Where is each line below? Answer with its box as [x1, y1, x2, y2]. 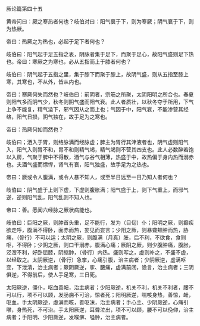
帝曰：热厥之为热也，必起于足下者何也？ [6, 38, 105, 45]
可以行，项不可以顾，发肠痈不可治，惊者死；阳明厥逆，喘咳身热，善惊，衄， [6, 291, 194, 298]
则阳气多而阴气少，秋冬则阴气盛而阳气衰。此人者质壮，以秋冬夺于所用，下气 [6, 98, 194, 105]
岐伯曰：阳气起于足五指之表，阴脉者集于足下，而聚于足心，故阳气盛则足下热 [6, 51, 194, 58]
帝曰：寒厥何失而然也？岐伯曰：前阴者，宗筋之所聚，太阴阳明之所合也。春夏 [6, 91, 194, 98]
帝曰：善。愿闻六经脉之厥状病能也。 [6, 206, 95, 213]
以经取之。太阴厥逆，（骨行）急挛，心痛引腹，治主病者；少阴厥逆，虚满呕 [6, 256, 186, 263]
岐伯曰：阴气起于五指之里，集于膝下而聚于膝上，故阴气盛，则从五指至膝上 [6, 71, 189, 77]
